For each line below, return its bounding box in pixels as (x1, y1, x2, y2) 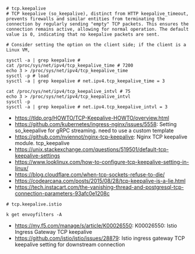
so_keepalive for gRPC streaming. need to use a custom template (14, 127, 174, 134)
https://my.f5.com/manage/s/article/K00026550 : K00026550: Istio (14, 222, 177, 229)
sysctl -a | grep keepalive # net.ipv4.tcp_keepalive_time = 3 (6, 78, 165, 84)
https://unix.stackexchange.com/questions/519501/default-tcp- (14, 146, 169, 153)
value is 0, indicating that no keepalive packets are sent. (6, 31, 160, 37)
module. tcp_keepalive (14, 140, 70, 146)
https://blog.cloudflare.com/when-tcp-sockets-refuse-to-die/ (14, 171, 165, 178)
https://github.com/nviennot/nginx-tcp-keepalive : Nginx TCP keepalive (14, 133, 188, 140)
